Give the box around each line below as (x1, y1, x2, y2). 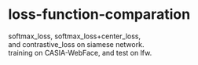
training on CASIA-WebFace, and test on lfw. (8, 48, 152, 57)
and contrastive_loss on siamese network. (8, 39, 145, 49)
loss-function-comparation (8, 5, 191, 23)
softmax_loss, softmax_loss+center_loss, (8, 31, 141, 41)
